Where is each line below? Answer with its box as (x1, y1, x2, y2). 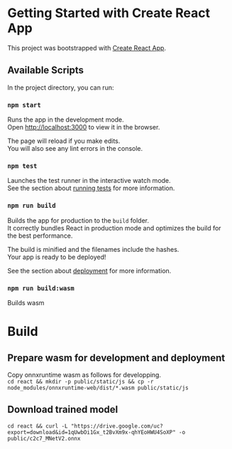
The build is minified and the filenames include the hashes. (7, 245, 179, 253)
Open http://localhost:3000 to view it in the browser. (7, 123, 160, 132)
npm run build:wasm (7, 284, 74, 292)
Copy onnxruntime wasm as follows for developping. (7, 370, 162, 379)
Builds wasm (7, 298, 45, 307)
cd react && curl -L (7, 422, 69, 430)
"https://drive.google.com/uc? (70, 422, 163, 430)
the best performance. (7, 231, 73, 240)
